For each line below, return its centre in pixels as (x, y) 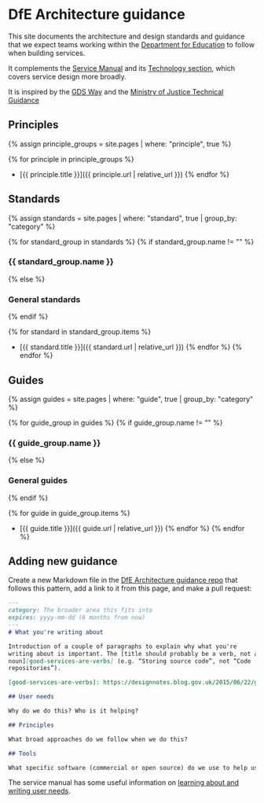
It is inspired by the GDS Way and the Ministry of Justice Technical (116, 91)
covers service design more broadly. (68, 76)
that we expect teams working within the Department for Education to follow (132, 44)
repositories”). (35, 669)
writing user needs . (39, 791)
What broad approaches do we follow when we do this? (98, 739)
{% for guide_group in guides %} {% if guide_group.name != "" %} (115, 422)
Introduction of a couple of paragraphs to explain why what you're (123, 646)
